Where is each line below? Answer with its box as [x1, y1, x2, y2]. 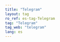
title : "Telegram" [5, 7, 42, 12]
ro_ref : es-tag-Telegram [5, 16, 55, 21]
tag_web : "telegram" [5, 25, 47, 30]
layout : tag [5, 12, 29, 16]
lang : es [5, 29, 23, 34]
